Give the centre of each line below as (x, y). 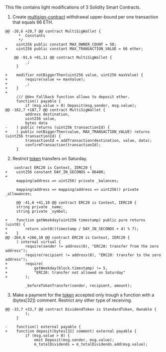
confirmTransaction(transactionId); (63, 145)
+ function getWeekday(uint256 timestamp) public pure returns (75, 220)
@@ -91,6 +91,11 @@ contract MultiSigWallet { (63, 57)
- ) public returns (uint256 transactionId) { (58, 127)
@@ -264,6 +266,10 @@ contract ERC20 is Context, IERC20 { (68, 238)
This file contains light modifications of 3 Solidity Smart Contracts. (73, 7)
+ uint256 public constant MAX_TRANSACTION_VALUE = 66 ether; (74, 49)
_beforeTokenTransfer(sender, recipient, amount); (79, 286)
